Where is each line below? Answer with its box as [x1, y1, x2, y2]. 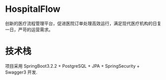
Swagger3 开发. [5, 69, 38, 75]
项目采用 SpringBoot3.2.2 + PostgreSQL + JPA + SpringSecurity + [5, 63, 140, 69]
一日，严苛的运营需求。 [5, 26, 53, 33]
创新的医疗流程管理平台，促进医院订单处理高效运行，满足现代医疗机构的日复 [5, 20, 162, 26]
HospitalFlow [5, 3, 60, 15]
